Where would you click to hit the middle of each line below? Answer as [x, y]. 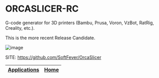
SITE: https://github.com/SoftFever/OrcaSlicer [53, 57]
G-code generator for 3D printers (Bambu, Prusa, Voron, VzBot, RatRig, [80, 23]
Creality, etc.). [20, 28]
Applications [24, 69]
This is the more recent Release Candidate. [50, 38]
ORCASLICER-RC [42, 9]
